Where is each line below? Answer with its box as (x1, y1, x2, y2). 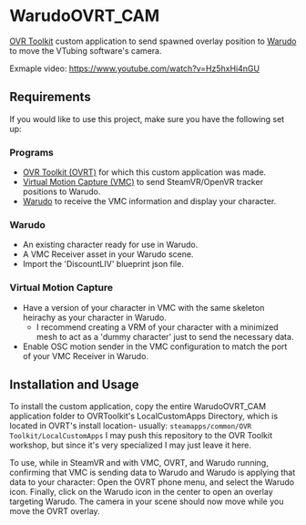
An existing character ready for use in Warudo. (22, 239, 199, 251)
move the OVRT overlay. (9, 506, 100, 517)
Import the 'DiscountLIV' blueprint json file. (22, 259, 184, 270)
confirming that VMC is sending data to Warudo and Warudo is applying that (9, 467, 296, 479)
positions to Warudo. (22, 186, 101, 197)
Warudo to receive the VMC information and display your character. (22, 196, 277, 207)
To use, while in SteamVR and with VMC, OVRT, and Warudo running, (9, 458, 269, 468)
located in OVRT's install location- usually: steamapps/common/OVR (9, 420, 252, 431)
